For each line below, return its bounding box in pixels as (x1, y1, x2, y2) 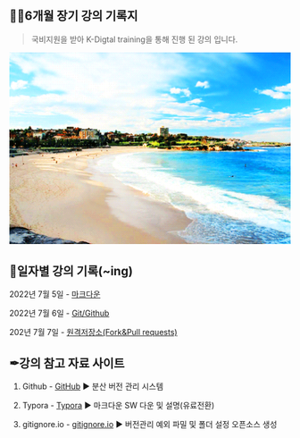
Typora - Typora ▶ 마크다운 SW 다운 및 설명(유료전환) (21, 400, 215, 411)
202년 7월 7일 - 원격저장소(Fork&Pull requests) (9, 327, 178, 338)
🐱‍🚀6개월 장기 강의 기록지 (9, 8, 138, 24)
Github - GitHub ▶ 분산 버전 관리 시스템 (21, 381, 163, 392)
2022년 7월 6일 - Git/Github (9, 307, 110, 319)
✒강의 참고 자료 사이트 (9, 356, 125, 371)
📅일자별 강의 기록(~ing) (9, 263, 134, 279)
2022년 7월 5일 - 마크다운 (9, 289, 101, 299)
